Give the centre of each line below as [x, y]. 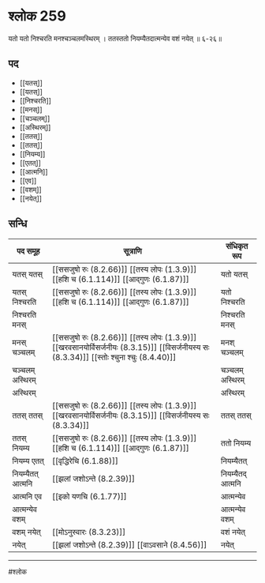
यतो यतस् [234, 274]
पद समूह [28, 250]
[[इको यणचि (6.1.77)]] [90, 496]
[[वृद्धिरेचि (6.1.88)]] [85, 461]
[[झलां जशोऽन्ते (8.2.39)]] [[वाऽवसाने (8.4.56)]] [129, 544]
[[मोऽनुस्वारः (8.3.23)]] [89, 532]
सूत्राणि [132, 250]
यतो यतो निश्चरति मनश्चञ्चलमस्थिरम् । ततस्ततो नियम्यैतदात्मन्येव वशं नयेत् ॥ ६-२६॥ [115, 38]
